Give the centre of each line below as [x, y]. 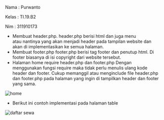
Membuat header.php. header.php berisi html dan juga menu [74, 36]
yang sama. [24, 84]
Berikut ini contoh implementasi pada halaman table [65, 103]
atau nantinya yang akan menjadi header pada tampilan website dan [82, 41]
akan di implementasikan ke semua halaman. [58, 47]
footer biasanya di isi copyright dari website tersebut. [67, 57]
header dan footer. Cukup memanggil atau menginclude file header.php [85, 73]
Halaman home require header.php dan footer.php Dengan [72, 62]
